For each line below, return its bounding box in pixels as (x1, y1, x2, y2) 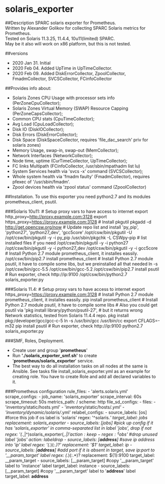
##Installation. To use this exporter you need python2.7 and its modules (5, 194, 151, 200)
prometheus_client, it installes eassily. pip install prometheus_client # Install (5, 296, 158, 302)
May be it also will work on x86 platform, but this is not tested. (5, 40, 132, 46)
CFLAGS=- (137, 318, 160, 323)
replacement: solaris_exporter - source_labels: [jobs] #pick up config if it (5, 420, 154, 426)
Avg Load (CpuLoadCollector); (12, 121, 74, 127)
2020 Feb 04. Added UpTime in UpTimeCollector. (12, 65, 112, 71)
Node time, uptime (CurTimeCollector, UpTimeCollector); (12, 158, 128, 163)
